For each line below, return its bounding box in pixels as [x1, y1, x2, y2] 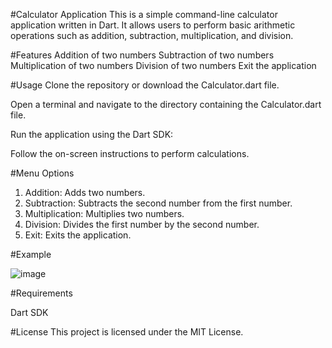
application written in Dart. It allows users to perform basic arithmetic [10, 19, 296, 31]
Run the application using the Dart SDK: [10, 129, 174, 140]
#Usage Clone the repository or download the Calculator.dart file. [10, 79, 280, 91]
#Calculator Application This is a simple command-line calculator [10, 9, 278, 20]
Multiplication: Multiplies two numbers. [24, 208, 185, 219]
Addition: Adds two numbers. [24, 187, 146, 198]
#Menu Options [10, 167, 75, 179]
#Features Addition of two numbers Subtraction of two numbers [10, 49, 275, 61]
